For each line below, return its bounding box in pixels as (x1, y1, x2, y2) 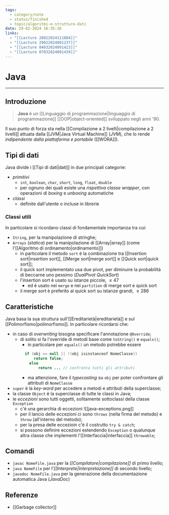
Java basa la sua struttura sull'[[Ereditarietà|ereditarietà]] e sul (5, 316, 135, 322)
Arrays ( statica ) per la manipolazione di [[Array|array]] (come (12, 240, 140, 246)
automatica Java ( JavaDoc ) (12, 476, 70, 482)
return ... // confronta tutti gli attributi (38, 365, 135, 370)
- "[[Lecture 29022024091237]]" (10, 40, 78, 45)
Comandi (5, 447, 34, 456)
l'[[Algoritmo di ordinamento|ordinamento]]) (12, 245, 104, 251)
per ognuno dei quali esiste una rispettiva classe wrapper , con (20, 185, 150, 191)
